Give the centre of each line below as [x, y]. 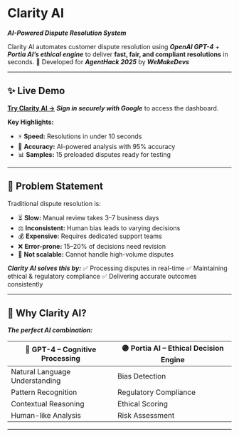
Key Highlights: [31, 122]
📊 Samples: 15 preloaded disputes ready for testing [94, 154]
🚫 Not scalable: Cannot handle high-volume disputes [96, 254]
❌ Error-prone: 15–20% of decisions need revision [92, 246]
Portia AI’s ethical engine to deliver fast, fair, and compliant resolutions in [118, 54]
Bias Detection [142, 376]
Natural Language [41, 372]
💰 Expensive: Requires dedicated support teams [90, 236]
